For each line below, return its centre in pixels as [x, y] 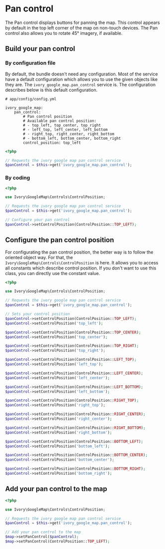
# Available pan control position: [60, 121]
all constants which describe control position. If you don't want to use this [81, 268]
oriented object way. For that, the [39, 257]
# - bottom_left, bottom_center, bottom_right [72, 138]
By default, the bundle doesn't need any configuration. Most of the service [82, 74]
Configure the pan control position [60, 240]
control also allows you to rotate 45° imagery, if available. [64, 33]
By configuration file [30, 63]
